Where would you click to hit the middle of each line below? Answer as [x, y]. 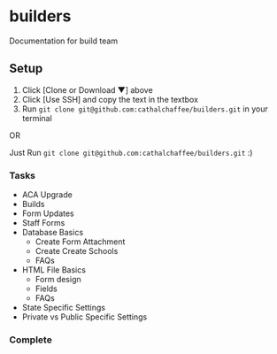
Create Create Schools [77, 251]
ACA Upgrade [47, 195]
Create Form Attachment [80, 242]
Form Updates [48, 213]
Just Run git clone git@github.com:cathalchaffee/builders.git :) [131, 152]
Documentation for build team [63, 41]
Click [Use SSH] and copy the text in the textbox [110, 99]
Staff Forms [43, 223]
